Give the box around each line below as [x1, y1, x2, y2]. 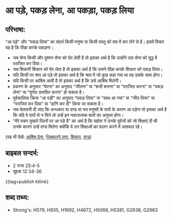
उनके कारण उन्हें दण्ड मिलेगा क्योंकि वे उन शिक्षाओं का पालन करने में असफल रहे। [12, 124, 143, 130]
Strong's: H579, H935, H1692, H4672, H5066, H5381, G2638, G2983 [12, 207, 158, 213]
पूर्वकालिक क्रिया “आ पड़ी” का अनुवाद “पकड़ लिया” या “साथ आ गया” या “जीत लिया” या [12, 95, 155, 101]
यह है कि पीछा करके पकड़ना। [5, 44, 54, 51]
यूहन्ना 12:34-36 [12, 168, 42, 174]
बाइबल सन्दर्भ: [5, 149, 39, 158]
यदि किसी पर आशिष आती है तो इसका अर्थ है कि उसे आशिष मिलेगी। [12, 78, 122, 84]
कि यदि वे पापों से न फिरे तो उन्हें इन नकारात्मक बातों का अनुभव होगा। [12, 112, 124, 118]
